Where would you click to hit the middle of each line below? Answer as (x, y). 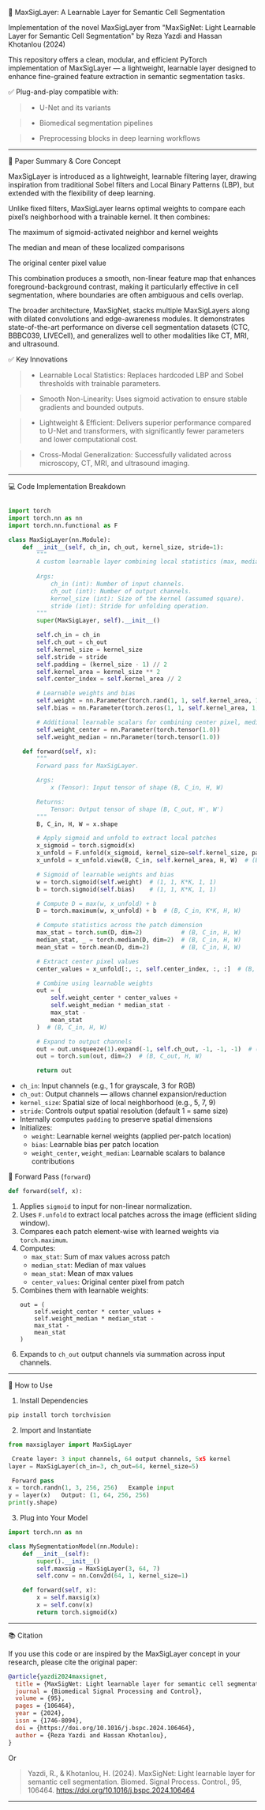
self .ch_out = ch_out (72, 642)
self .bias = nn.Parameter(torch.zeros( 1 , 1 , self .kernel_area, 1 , (148, 708)
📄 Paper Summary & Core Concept (64, 161)
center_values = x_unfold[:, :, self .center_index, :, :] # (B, (146, 969)
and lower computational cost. (88, 439)
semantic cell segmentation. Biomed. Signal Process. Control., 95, (134, 1782)
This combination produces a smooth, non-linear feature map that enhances (132, 278)
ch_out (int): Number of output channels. (121, 591)
